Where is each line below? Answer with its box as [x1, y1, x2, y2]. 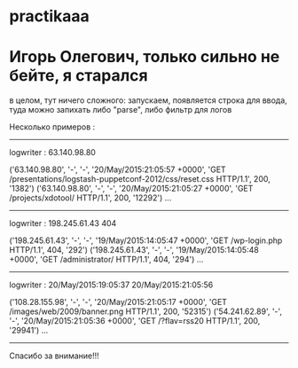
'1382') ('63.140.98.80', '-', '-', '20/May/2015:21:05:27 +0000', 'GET [9, 184, 254, 194]
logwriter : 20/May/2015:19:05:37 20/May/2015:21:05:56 [9, 279, 214, 290]
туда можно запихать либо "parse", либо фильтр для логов [9, 105, 232, 115]
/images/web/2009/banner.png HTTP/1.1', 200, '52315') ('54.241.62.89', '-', [9, 306, 282, 317]
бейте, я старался [9, 66, 148, 86]
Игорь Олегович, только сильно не [9, 47, 280, 67]
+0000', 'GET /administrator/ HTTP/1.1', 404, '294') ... [9, 254, 204, 265]
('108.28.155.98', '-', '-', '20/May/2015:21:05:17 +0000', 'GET [9, 297, 228, 308]
